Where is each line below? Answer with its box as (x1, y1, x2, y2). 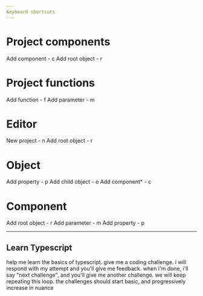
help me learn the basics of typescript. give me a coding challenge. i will (6, 259, 186, 266)
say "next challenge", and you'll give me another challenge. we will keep (6, 271, 186, 278)
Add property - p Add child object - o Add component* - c (6, 178, 152, 185)
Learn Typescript (6, 242, 72, 253)
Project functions (6, 76, 95, 89)
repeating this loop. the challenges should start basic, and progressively (6, 278, 186, 285)
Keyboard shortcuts (6, 8, 56, 15)
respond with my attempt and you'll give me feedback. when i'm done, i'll (6, 265, 188, 272)
